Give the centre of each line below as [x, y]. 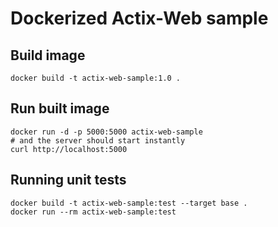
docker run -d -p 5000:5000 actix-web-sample [106, 132]
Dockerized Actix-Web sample [139, 18]
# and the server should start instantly [98, 140]
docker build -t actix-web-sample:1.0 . [96, 78]
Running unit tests [68, 180]
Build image [48, 55]
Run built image [60, 108]
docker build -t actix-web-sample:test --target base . [129, 203]
